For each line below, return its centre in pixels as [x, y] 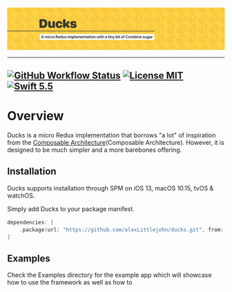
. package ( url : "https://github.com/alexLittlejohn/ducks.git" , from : [122, 230]
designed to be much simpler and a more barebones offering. [95, 150]
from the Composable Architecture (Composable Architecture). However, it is [116, 143]
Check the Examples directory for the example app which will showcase [109, 275]
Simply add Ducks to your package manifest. [71, 208]
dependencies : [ [30, 222]
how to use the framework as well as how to [70, 282]
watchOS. [21, 195]
